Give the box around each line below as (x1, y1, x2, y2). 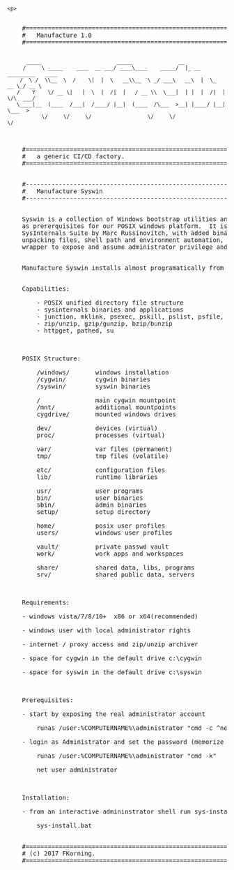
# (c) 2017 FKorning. (22, 850, 96, 857)
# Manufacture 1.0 (22, 31, 92, 39)
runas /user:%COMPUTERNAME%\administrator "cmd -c (36, 724, 214, 732)
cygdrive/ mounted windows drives (36, 411, 176, 418)
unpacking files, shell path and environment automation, (22, 236, 224, 244)
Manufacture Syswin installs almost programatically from (22, 264, 224, 272)
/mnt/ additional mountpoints (36, 404, 176, 411)
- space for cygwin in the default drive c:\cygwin (22, 655, 202, 662)
